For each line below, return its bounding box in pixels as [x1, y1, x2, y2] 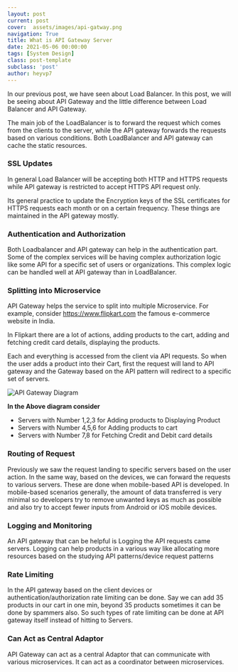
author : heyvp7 [7, 70, 53, 77]
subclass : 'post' [7, 63, 59, 70]
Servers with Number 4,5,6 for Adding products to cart [17, 424, 178, 432]
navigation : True [7, 30, 59, 38]
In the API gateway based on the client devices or [7, 586, 153, 594]
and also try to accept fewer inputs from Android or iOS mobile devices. [7, 503, 217, 511]
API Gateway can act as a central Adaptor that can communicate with [7, 650, 211, 658]
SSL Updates [7, 159, 53, 169]
